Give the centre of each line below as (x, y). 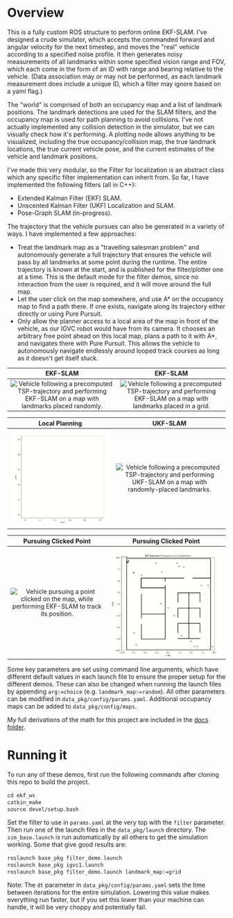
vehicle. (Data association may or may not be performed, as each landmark (115, 76)
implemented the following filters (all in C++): (72, 184)
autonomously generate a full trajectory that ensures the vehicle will (114, 255)
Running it (37, 755)
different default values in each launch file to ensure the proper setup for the (116, 677)
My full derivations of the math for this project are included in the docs (108, 720)
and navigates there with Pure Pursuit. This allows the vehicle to (109, 343)
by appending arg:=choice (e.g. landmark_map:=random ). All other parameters (116, 692)
